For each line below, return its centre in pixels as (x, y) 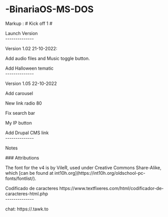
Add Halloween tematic (30, 68)
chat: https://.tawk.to (27, 209)
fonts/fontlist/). (21, 178)
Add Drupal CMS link (27, 133)
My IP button (18, 122)
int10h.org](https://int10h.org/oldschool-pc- (100, 173)
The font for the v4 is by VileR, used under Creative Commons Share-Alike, (83, 167)
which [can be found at (29, 173)
